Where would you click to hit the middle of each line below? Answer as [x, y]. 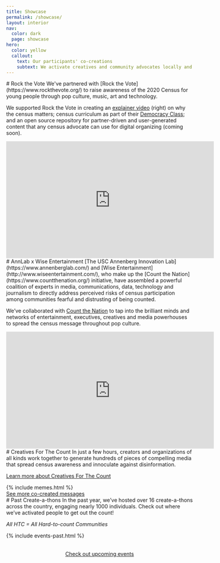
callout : [22, 56]
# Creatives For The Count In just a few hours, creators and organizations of [99, 452]
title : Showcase [26, 12]
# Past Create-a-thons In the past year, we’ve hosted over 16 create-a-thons [100, 500]
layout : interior [28, 23]
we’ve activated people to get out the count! [60, 513]
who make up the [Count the [135, 274]
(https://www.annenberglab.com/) [48, 268]
